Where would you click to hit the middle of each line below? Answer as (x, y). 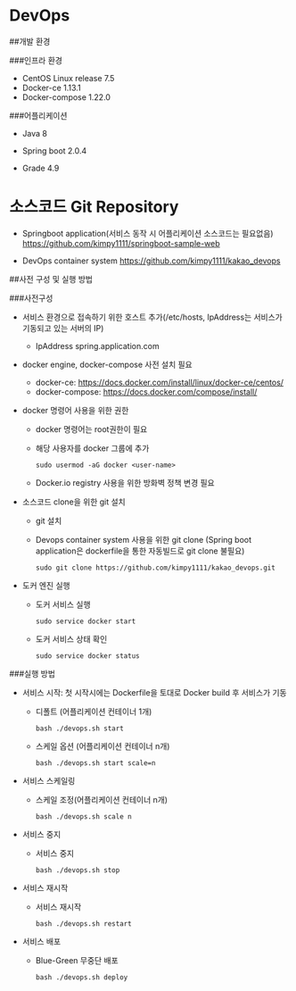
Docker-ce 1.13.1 (52, 87)
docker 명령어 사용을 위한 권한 (75, 410)
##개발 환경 (30, 41)
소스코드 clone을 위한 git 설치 (74, 502)
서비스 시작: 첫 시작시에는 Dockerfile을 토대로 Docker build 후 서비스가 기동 (154, 692)
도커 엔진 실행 (46, 585)
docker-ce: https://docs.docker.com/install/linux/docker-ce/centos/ (159, 382)
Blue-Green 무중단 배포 (77, 960)
